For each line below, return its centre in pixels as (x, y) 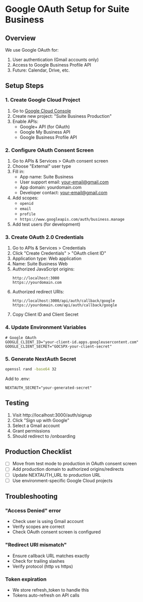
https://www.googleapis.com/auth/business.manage (72, 219)
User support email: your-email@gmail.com (64, 182)
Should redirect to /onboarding (44, 436)
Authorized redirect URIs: (38, 292)
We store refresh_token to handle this (51, 590)
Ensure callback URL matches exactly (51, 556)
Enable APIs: (25, 121)
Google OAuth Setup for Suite (67, 9)
